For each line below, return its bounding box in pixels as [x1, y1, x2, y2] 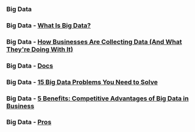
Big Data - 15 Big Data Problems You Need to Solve [6, 78, 158, 86]
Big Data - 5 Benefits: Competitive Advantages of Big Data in [6, 94, 189, 102]
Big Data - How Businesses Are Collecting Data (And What [6, 37, 182, 46]
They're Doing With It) [6, 45, 73, 54]
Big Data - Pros [6, 118, 52, 127]
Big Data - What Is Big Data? [6, 21, 91, 29]
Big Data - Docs [6, 61, 54, 70]
